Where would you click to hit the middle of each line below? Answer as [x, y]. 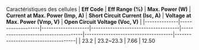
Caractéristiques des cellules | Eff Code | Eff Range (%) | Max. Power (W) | [99, 9]
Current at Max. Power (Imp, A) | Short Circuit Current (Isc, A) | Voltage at [99, 15]
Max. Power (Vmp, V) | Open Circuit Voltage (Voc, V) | [74, 22]
